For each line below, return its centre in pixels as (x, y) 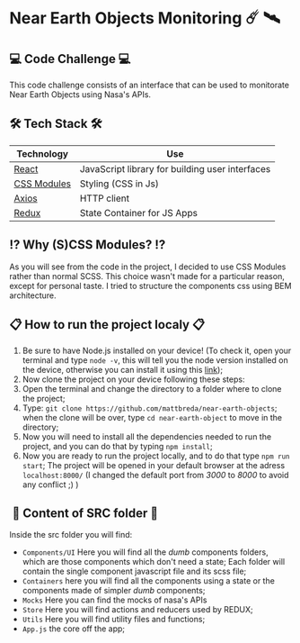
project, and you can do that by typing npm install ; (117, 447)
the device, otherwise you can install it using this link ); (122, 370)
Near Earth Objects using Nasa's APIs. (80, 95)
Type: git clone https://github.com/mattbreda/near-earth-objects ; (150, 408)
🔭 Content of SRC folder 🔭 (85, 513)
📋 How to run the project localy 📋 (107, 325)
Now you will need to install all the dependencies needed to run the (147, 437)
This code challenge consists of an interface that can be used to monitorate (150, 85)
